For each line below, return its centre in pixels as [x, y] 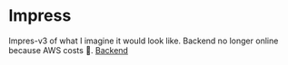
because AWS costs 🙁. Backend [69, 50]
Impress [40, 16]
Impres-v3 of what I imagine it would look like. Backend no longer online [144, 41]
